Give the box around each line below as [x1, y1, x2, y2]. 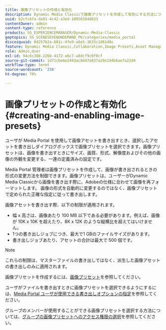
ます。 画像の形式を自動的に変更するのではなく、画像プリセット [26, 185, 158, 191]
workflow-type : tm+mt [5, 62, 50, 67]
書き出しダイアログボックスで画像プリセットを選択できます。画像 [18, 143, 152, 149]
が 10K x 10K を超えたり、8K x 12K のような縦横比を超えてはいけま [12, 219, 148, 224]
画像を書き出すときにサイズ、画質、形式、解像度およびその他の [26, 150, 157, 156]
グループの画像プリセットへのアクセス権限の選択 [22, 313, 122, 320]
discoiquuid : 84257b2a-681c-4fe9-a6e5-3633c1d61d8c [5, 40, 114, 45]
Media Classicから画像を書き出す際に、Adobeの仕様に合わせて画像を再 [5, 179, 151, 185]
